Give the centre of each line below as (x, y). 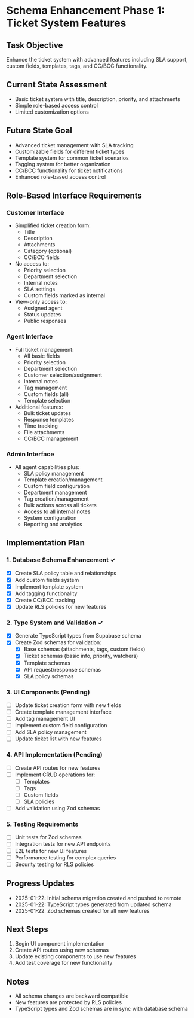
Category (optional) (48, 251)
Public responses (45, 321)
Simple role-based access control (56, 105)
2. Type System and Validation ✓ (55, 623)
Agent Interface (30, 337)
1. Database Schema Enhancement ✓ (61, 560)
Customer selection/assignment (63, 375)
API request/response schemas (62, 669)
